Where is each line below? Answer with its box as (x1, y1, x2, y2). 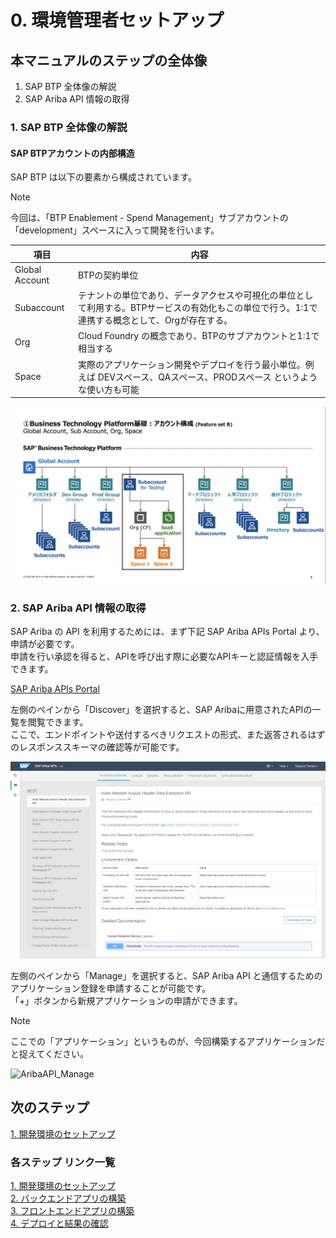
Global (14, 263, 42, 275)
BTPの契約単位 (78, 269, 139, 281)
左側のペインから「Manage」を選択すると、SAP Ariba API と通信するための (10, 969, 323, 981)
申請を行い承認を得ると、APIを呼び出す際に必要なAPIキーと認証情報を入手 (10, 651, 319, 663)
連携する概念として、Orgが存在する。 (78, 314, 233, 326)
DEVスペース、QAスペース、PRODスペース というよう (97, 371, 318, 383)
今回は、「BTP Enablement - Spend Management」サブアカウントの (10, 212, 289, 224)
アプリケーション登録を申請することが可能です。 (10, 982, 212, 994)
